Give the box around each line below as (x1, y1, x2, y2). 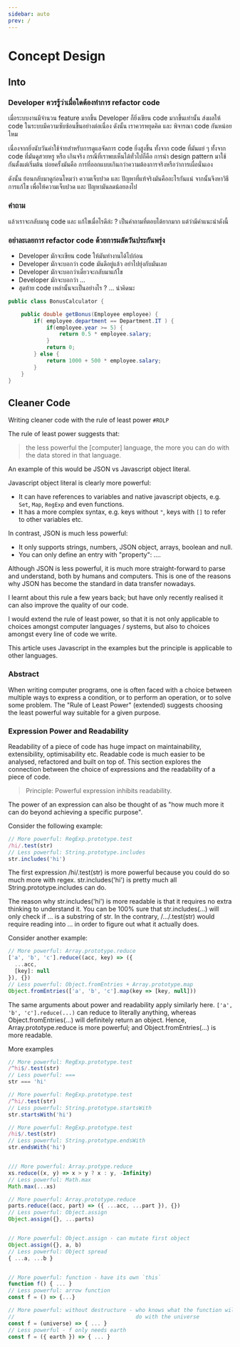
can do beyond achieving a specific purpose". (8, 807, 143, 816)
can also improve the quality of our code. (8, 601, 129, 610)
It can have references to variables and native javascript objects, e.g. (18, 493, 221, 501)
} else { (33, 350, 60, 358)
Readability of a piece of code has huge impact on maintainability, (8, 742, 202, 750)
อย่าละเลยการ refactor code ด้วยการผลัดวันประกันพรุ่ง (8, 235, 166, 245)
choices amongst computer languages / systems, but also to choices (8, 622, 211, 631)
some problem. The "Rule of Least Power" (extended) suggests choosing (8, 700, 223, 709)
